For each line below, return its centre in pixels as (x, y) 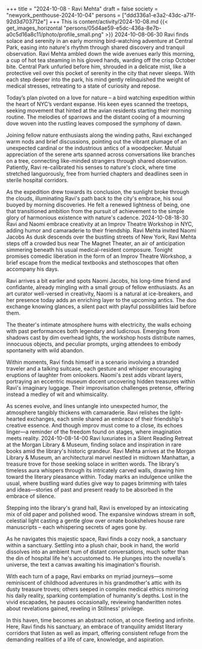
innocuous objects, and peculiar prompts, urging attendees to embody (94, 344)
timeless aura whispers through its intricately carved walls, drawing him (95, 470)
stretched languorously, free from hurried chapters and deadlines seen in (97, 174)
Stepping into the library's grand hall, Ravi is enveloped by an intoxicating (97, 508)
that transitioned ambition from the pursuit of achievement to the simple (96, 211)
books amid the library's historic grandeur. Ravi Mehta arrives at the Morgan (101, 451)
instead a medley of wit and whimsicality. (57, 394)
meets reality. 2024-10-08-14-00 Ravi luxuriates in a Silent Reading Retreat (99, 438)
